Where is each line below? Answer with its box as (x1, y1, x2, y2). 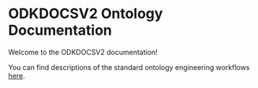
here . (8, 71, 25, 80)
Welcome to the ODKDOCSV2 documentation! (8, 47, 158, 57)
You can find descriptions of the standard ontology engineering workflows (8, 62, 250, 71)
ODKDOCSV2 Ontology (8, 5, 163, 23)
